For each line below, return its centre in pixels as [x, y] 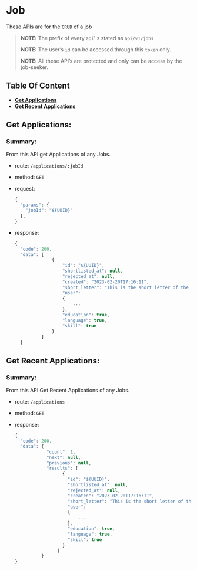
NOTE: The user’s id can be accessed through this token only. [96, 49]
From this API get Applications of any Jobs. [58, 155]
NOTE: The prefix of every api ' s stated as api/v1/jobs [87, 38]
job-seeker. [34, 67]
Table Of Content [38, 86]
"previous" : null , [69, 463]
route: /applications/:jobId [49, 166]
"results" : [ [62, 469]
